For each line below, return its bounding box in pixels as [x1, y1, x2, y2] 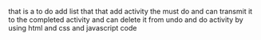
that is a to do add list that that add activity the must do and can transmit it [8, 7, 253, 16]
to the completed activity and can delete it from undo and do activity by [8, 15, 243, 24]
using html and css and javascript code [8, 24, 137, 32]
